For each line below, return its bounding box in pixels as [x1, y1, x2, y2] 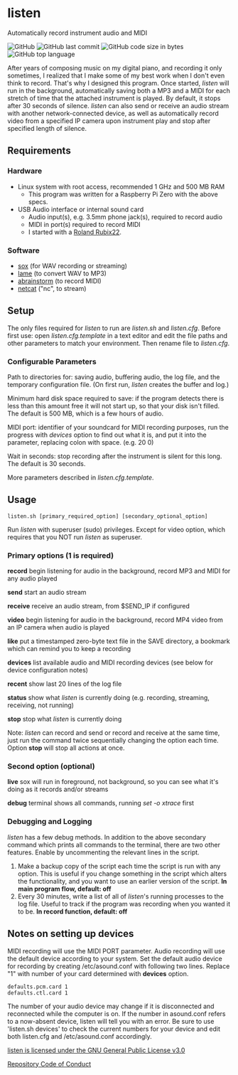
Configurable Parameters [7, 356, 97, 366]
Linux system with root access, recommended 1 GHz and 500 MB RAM [17, 182, 225, 191]
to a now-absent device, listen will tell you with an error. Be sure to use [7, 1017, 215, 1025]
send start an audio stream [7, 588, 87, 597]
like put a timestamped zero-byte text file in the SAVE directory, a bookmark [7, 637, 231, 645]
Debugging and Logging [7, 817, 92, 827]
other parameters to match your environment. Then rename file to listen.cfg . [7, 339, 230, 347]
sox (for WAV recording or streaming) [17, 261, 128, 270]
